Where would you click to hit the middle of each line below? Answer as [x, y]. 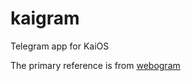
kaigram [45, 18]
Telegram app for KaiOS [60, 46]
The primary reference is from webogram [95, 65]
